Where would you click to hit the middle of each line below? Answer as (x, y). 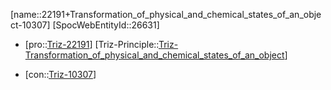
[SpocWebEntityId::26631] (106, 25)
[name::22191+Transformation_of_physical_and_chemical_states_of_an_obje (166, 14)
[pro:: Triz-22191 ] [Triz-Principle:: (91, 44)
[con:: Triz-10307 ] (60, 74)
